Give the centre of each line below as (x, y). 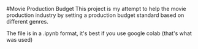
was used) (20, 40)
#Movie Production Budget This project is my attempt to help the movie (97, 9)
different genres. (28, 21)
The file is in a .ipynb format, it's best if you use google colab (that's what (99, 33)
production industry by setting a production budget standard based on (95, 15)
